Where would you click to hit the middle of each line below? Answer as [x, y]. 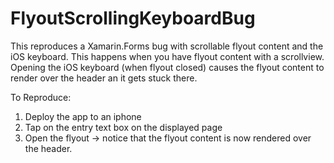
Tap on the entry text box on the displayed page [123, 127]
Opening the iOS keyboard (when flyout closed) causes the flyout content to [167, 67]
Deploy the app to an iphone [83, 116]
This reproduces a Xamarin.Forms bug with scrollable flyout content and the [167, 46]
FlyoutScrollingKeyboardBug [133, 18]
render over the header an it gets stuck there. [104, 78]
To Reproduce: [41, 97]
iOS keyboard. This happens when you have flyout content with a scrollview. [167, 56]
